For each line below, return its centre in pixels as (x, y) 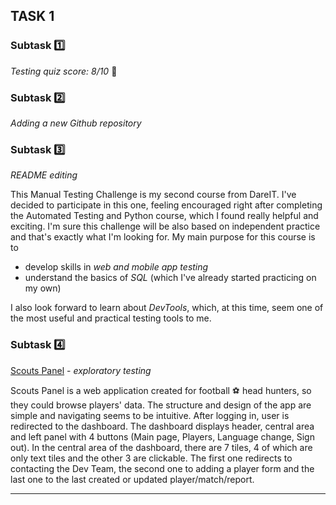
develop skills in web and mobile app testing (116, 267)
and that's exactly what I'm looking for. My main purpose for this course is (163, 237)
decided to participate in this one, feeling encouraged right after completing (166, 205)
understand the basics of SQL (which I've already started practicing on (170, 278)
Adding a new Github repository (76, 123)
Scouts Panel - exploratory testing (81, 370)
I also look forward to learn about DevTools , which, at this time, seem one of (167, 308)
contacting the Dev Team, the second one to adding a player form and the (162, 468)
